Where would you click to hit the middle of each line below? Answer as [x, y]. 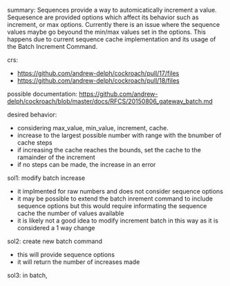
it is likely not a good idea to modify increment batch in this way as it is [118, 221]
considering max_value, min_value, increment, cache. [93, 128]
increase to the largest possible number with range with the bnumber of [119, 135]
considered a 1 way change [56, 228]
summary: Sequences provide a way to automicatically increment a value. [112, 10]
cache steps [35, 143]
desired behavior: [32, 114]
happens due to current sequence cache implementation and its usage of [112, 39]
